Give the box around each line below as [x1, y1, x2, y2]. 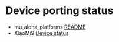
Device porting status [5, 4, 114, 17]
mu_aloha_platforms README [14, 23, 86, 30]
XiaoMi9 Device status [14, 29, 69, 36]
